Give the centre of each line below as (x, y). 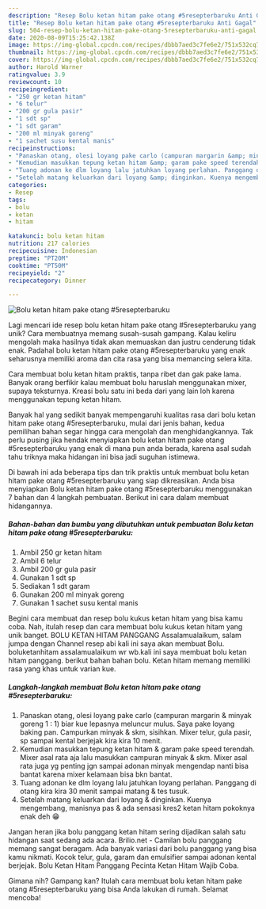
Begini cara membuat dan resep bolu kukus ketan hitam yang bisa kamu (125, 618)
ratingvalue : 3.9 (37, 74)
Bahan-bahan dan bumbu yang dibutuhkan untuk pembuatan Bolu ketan (131, 524)
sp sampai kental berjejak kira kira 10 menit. (91, 741)
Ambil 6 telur (40, 561)
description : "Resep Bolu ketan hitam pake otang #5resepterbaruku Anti (131, 15)
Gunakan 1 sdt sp (48, 578)
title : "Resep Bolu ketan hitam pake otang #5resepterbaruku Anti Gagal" (133, 23)
